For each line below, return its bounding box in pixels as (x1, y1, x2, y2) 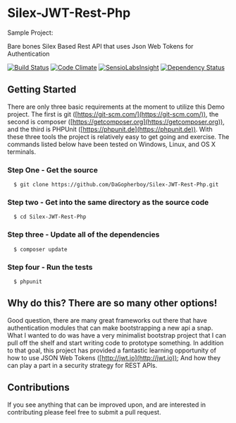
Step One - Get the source (7, 165, 99, 174)
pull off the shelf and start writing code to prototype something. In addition (7, 338, 224, 347)
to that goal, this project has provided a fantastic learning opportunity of (7, 346, 217, 355)
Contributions (7, 381, 70, 393)
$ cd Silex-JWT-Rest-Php (13, 213, 87, 220)
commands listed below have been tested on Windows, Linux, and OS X (7, 140, 216, 148)
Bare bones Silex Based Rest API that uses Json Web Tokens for (7, 42, 194, 50)
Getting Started (7, 83, 77, 96)
